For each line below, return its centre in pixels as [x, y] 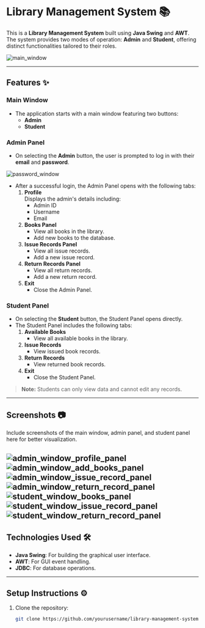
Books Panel [40, 224]
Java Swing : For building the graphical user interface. [83, 555]
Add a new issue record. [64, 257]
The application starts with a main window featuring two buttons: [97, 113]
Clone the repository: [42, 608]
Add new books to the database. [74, 238]
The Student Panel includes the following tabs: [74, 325]
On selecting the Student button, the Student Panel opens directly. [99, 319]
